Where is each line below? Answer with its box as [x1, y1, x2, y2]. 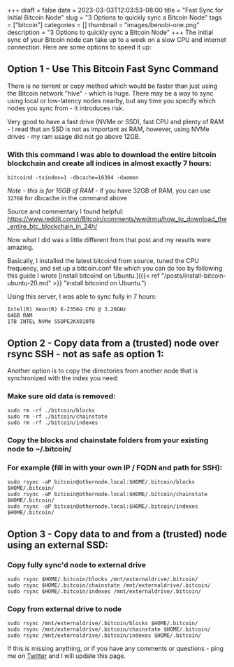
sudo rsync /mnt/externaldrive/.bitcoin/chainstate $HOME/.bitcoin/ [7, 626, 211, 634]
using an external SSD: [7, 539, 108, 550]
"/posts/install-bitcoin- [161, 271, 227, 280]
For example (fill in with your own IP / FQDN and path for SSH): [7, 463, 223, 473]
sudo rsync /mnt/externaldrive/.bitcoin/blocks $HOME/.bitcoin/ [7, 620, 198, 627]
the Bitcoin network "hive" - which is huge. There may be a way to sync [7, 89, 214, 97]
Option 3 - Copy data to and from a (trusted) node [7, 528, 227, 540]
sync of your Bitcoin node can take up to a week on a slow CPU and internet [7, 36, 227, 44]
